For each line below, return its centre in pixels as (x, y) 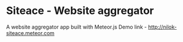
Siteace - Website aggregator (80, 11)
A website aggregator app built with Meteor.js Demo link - (76, 27)
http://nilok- (162, 27)
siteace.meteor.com (30, 33)
